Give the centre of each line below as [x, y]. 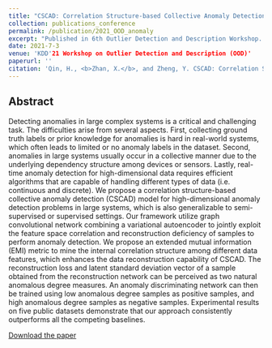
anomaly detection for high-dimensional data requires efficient [129, 173]
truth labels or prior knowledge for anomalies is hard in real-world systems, [134, 138]
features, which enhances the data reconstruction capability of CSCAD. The [135, 259]
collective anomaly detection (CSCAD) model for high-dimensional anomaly [134, 199]
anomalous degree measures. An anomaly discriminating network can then [134, 285]
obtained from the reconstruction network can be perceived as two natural [133, 276]
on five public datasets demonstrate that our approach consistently [120, 311]
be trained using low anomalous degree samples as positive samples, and [132, 294]
